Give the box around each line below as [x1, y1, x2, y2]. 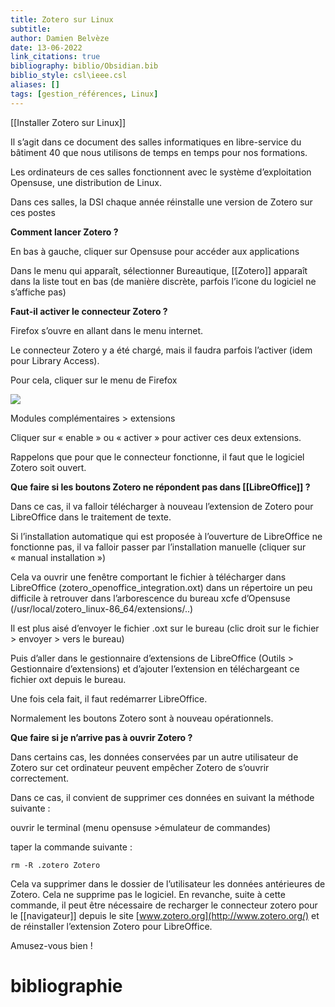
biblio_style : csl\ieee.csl [10, 71, 128, 81]
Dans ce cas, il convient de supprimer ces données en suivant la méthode [10, 791, 315, 803]
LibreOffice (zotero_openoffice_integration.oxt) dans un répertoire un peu [10, 581, 313, 593]
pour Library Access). [10, 354, 100, 366]
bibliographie [10, 974, 123, 997]
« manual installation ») [10, 551, 106, 563]
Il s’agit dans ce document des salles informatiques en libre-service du [10, 136, 302, 148]
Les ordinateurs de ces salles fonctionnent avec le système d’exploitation [10, 166, 312, 178]
